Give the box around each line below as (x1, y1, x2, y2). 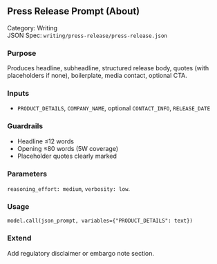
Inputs (7, 89, 30, 99)
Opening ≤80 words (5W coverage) (17, 144, 119, 152)
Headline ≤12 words (17, 137, 75, 145)
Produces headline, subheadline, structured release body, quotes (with (7, 64, 209, 72)
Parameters (7, 169, 47, 179)
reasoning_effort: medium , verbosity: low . (7, 185, 131, 192)
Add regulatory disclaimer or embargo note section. (7, 249, 154, 257)
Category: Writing (7, 23, 57, 32)
